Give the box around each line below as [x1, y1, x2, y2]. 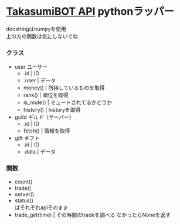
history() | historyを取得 [23, 106, 81, 113]
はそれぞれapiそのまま [14, 203, 69, 211]
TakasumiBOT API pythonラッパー [6, 5, 175, 18]
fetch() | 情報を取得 [23, 127, 70, 135]
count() [14, 178, 33, 185]
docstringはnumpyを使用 [6, 25, 66, 32]
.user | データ [23, 77, 56, 84]
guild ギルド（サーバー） [14, 113, 74, 121]
